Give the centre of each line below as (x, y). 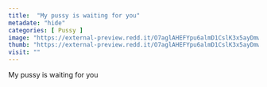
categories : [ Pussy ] (46, 30)
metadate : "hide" (37, 23)
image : (19, 38)
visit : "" (25, 52)
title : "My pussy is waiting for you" (74, 15)
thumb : (19, 45)
